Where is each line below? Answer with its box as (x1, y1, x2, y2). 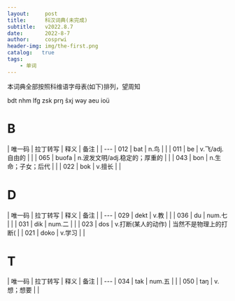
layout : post (7, 10, 58, 17)
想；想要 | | (7, 286, 40, 294)
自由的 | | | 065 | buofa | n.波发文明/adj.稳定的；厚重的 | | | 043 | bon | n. (7, 153, 215, 161)
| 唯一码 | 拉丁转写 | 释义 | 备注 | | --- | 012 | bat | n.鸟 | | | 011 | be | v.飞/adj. (7, 145, 224, 153)
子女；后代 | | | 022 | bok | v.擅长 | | (19, 162, 121, 170)
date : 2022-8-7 (7, 29, 71, 37)
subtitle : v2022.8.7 (7, 23, 73, 30)
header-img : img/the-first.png (7, 43, 99, 50)
